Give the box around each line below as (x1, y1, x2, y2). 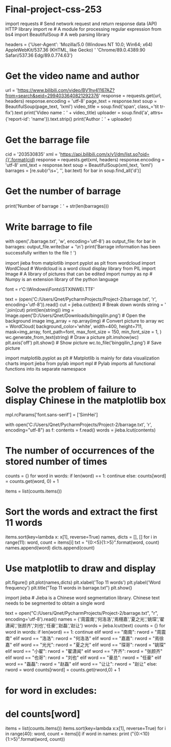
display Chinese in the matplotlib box (5, 394, 166, 406)
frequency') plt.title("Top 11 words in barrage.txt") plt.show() (5, 585, 133, 591)
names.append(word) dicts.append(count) (5, 544, 95, 551)
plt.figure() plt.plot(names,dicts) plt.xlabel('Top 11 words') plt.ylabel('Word (5, 580, 161, 586)
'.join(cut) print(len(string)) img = (5, 307, 74, 313)
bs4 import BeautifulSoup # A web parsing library (5, 31, 110, 37)
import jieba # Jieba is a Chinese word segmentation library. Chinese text (5, 595, 160, 601)
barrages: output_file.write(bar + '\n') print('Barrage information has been (5, 243, 160, 249)
